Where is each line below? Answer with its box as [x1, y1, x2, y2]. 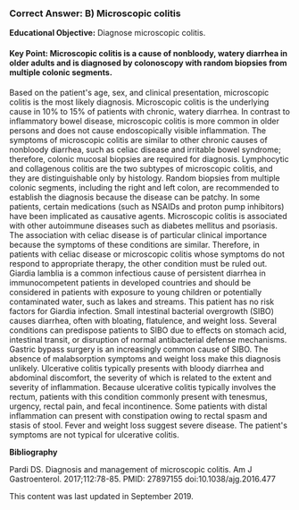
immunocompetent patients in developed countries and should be [9, 276, 252, 288]
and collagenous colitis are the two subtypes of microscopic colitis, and [9, 163, 273, 174]
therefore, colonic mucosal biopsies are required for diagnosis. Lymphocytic [9, 153, 289, 164]
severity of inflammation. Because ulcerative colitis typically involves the [9, 381, 277, 392]
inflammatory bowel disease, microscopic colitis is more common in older [9, 115, 279, 126]
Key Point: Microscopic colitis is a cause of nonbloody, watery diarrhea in [9, 47, 288, 58]
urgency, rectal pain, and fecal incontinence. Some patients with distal [9, 401, 268, 412]
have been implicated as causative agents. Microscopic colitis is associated [9, 210, 287, 221]
